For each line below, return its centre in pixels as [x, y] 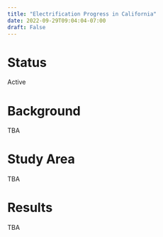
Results [30, 208]
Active [17, 82]
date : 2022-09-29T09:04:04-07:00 [57, 21]
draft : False [27, 27]
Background [44, 111]
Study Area [41, 159]
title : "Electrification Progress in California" [82, 14]
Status [27, 62]
